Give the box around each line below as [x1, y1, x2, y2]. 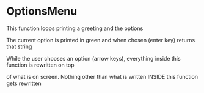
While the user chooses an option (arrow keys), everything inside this [6, 54, 181, 62]
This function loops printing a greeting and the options [6, 24, 144, 32]
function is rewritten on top [6, 61, 75, 69]
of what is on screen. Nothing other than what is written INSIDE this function [6, 73, 199, 80]
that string [6, 43, 32, 50]
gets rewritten [6, 80, 42, 87]
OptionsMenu [6, 4, 78, 18]
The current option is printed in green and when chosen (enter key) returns [6, 36, 195, 43]
